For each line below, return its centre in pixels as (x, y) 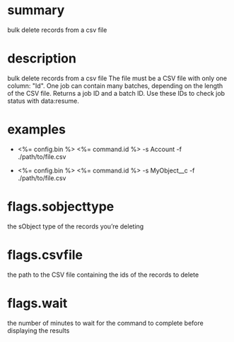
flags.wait (37, 303)
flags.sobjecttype (61, 206)
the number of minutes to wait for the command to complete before (105, 323)
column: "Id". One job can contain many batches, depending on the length (115, 85)
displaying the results (39, 330)
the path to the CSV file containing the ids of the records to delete (103, 275)
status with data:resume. (43, 101)
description (42, 59)
